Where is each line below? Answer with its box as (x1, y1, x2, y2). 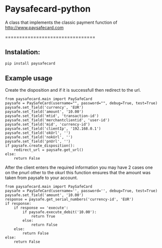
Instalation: (5, 48, 40, 56)
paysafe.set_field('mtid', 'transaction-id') (5, 113, 99, 118)
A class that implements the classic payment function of (5, 19, 118, 25)
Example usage (5, 74, 53, 83)
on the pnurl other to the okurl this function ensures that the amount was (5, 169, 151, 175)
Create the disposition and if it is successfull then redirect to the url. (5, 87, 141, 93)
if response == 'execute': (14, 205, 69, 210)
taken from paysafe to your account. (5, 175, 78, 181)
